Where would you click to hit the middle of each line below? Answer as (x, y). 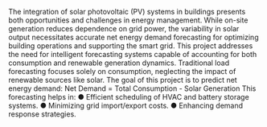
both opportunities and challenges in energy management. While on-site (128, 20)
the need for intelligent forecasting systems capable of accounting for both (133, 54)
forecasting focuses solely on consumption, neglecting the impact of (122, 71)
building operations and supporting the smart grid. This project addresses (131, 46)
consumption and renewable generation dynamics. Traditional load (119, 63)
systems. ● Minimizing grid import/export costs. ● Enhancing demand (126, 105)
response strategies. (42, 114)
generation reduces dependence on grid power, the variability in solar (124, 29)
